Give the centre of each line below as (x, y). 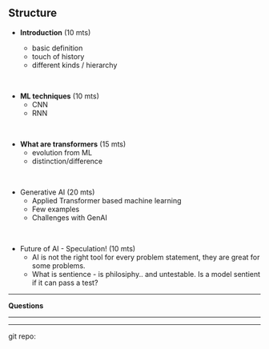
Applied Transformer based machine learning (106, 200)
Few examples (56, 209)
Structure (33, 13)
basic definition (57, 48)
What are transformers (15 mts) (73, 144)
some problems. (58, 265)
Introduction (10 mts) (55, 32)
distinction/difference (67, 161)
